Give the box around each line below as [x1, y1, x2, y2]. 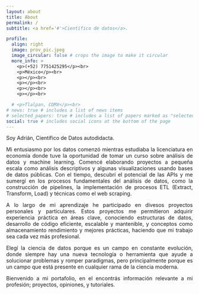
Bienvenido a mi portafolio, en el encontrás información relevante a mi [6, 275, 193, 282]
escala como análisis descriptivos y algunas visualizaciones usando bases [6, 165, 193, 172]
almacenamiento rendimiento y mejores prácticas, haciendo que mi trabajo [6, 226, 193, 234]
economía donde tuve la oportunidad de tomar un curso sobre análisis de [6, 152, 193, 159]
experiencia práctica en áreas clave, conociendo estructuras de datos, [6, 214, 193, 221]
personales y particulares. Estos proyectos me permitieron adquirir [6, 208, 193, 215]
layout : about [6, 8, 41, 15]
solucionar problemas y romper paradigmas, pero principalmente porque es [6, 257, 193, 264]
